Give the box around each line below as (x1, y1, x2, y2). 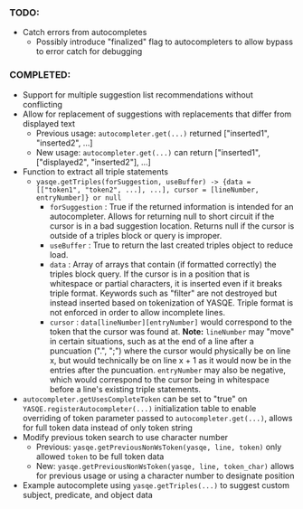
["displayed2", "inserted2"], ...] (35, 156, 151, 167)
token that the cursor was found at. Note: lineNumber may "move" (49, 325, 295, 336)
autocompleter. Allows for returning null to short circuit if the (49, 211, 275, 222)
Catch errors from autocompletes (22, 27, 147, 38)
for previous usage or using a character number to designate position (35, 470, 295, 481)
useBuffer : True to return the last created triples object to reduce (49, 240, 294, 250)
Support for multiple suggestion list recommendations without (22, 89, 253, 100)
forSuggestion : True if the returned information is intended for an (49, 201, 294, 212)
